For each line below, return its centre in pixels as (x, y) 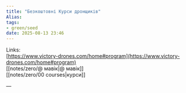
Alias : (14, 17)
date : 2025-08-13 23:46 (35, 33)
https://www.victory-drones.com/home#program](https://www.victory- (94, 56)
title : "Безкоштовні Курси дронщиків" (53, 11)
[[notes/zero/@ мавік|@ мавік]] (45, 68)
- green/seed (22, 28)
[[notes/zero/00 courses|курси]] (46, 75)
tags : (13, 22)
